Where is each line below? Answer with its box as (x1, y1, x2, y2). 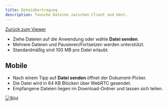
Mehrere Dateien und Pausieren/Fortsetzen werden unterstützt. (12, 41, 145, 47)
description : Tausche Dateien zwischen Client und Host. (5, 12, 128, 17)
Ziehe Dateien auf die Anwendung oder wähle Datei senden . (12, 36, 139, 42)
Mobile (5, 61, 28, 70)
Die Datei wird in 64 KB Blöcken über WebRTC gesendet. (12, 80, 132, 86)
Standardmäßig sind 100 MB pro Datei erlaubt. (12, 47, 109, 53)
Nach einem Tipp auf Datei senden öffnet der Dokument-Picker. (12, 75, 147, 81)
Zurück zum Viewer (5, 26, 47, 32)
